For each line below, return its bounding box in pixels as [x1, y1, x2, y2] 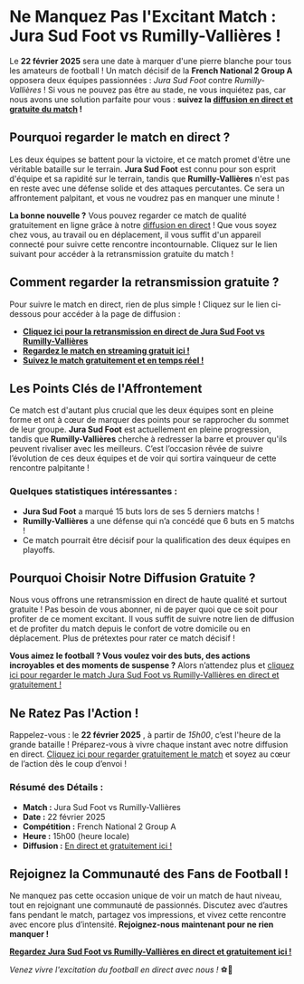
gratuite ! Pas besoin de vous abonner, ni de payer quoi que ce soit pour [9, 604, 279, 615]
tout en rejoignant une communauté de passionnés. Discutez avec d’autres [9, 900, 288, 911]
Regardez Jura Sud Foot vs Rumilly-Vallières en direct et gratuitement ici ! [9, 946, 292, 957]
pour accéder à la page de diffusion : [43, 308, 181, 319]
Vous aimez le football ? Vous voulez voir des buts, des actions [9, 650, 251, 662]
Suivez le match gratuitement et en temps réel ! [22, 355, 204, 366]
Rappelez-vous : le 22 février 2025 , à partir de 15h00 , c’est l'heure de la [9, 730, 281, 740]
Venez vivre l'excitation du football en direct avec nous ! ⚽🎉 [9, 964, 233, 975]
